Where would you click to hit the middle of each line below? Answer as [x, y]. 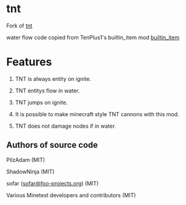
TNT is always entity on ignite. [53, 78]
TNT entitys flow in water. [47, 91]
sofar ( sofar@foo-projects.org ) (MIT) [53, 183]
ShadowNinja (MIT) [30, 172]
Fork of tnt [19, 26]
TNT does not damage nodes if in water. [66, 126]
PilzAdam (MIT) [26, 159]
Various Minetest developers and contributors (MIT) [71, 195]
